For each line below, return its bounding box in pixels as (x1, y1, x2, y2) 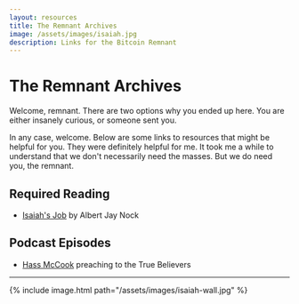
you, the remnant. (9, 161, 74, 172)
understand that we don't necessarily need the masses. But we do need (9, 151, 273, 162)
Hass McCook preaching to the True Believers (21, 259, 191, 269)
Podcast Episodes (9, 236, 111, 251)
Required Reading (9, 186, 110, 201)
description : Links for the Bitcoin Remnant (9, 37, 177, 47)
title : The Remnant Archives (9, 21, 117, 30)
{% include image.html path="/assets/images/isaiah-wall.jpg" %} (9, 284, 248, 295)
